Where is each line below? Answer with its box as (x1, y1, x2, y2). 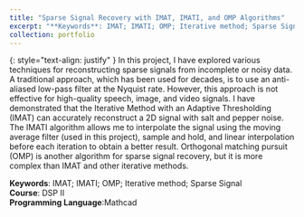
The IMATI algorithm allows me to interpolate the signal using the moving (9, 122, 281, 133)
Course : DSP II (9, 187, 65, 199)
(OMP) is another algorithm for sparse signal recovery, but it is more (9, 151, 263, 162)
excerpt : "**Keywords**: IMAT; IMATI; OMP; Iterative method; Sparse (9, 22, 278, 31)
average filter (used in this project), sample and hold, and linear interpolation (9, 132, 295, 143)
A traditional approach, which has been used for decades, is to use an (9, 74, 271, 85)
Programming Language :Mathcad (9, 197, 138, 208)
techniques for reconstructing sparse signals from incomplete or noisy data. (9, 64, 292, 75)
